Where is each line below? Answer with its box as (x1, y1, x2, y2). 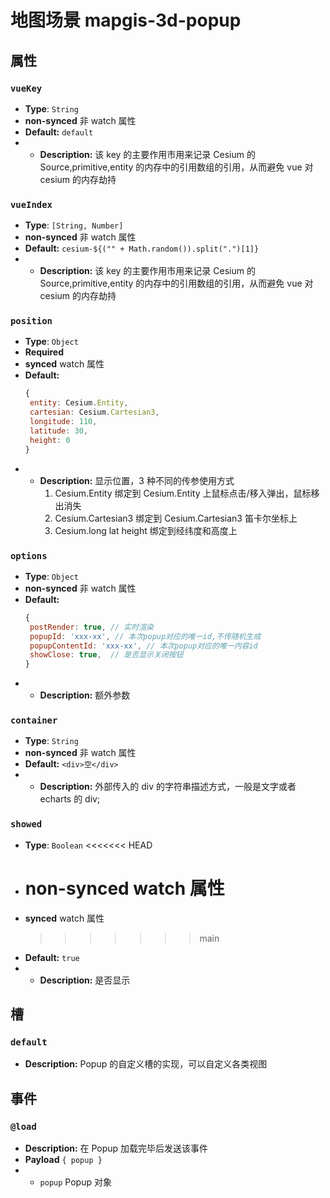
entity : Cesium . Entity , (29, 398, 129, 408)
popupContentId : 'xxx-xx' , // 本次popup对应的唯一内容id (29, 641, 258, 651)
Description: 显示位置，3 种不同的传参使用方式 (39, 474, 235, 486)
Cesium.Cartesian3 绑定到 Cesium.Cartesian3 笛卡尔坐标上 (54, 512, 298, 524)
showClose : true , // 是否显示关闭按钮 (29, 650, 184, 660)
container (10, 715, 58, 726)
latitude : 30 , (29, 426, 89, 436)
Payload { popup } (24, 1154, 103, 1166)
